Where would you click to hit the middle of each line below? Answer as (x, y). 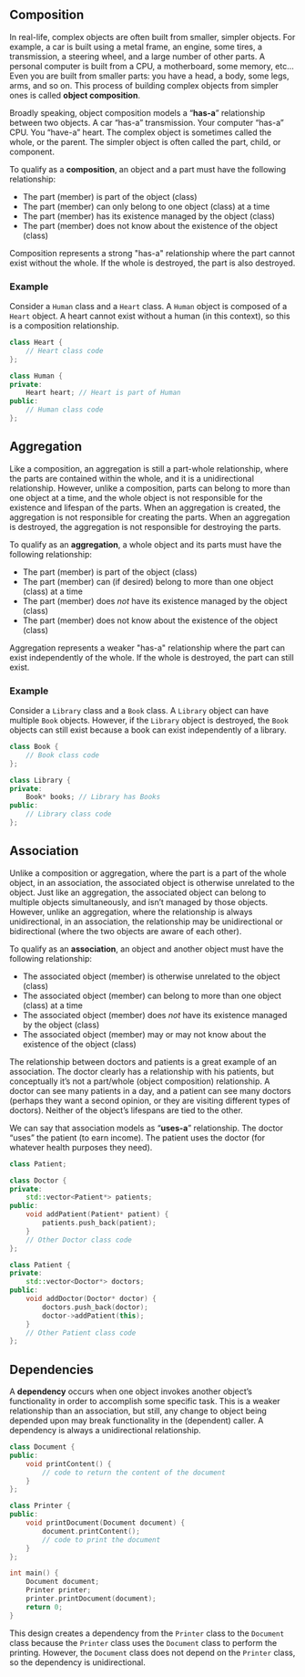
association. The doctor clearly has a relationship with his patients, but (142, 1071)
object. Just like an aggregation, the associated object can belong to (138, 892)
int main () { (34, 1573)
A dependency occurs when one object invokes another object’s (131, 1391)
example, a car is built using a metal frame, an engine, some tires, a (136, 47)
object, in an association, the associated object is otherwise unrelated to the (152, 882)
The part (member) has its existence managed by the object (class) (149, 216)
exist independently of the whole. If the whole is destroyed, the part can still (152, 657)
